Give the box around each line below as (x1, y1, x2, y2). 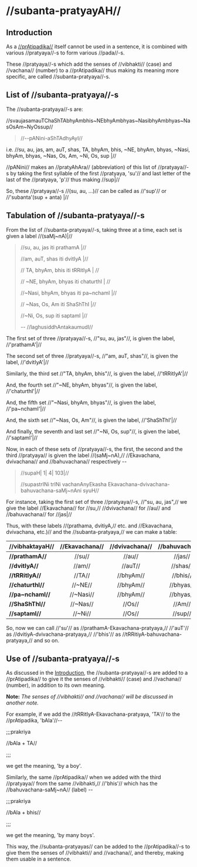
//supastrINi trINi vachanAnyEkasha (20, 480, 107, 487)
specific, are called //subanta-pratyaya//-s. (6, 73, 110, 80)
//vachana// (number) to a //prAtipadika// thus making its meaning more (6, 67, 179, 74)
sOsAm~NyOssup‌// (6, 123, 53, 130)
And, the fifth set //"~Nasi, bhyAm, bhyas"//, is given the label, (6, 399, 157, 406)
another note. (6, 699, 39, 706)
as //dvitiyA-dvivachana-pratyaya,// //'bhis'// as (6, 631, 121, 638)
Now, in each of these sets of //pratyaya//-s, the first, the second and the (6, 445, 183, 452)
